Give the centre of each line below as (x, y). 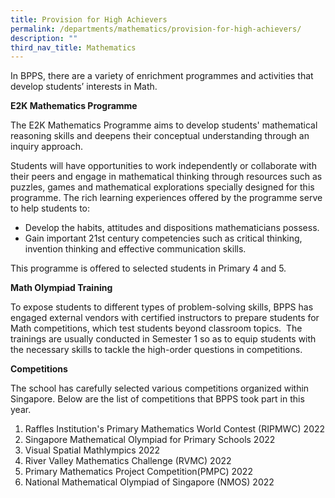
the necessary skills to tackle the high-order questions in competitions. (156, 350)
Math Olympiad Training (61, 288)
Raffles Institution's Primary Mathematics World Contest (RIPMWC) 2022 (175, 429)
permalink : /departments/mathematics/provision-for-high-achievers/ (156, 29)
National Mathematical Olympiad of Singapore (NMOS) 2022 (149, 482)
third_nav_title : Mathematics (73, 47)
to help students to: (50, 208)
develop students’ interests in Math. (84, 87)
